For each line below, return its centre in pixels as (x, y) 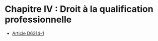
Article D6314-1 (28, 33)
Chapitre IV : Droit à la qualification (79, 9)
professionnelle (38, 20)
